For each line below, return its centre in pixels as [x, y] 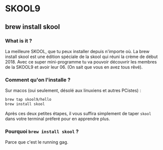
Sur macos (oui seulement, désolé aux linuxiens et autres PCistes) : [73, 90]
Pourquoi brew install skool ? [42, 131]
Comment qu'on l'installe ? [38, 80]
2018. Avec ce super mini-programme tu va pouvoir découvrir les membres [81, 61]
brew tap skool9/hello [28, 100]
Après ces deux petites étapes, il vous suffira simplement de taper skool [78, 113]
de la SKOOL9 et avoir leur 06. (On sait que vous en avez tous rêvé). [74, 67]
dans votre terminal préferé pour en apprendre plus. [58, 119]
